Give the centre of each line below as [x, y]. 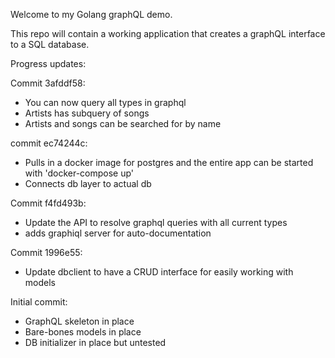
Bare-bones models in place [83, 332]
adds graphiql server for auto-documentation [118, 233]
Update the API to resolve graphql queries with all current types [156, 222]
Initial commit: [39, 302]
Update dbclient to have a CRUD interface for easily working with [159, 272]
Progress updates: [48, 63]
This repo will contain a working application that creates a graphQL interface [168, 33]
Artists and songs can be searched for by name [123, 123]
